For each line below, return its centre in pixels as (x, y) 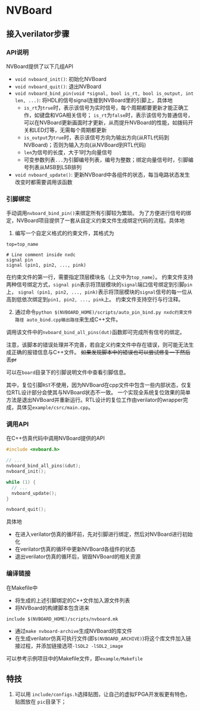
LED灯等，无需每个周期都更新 (71, 130)
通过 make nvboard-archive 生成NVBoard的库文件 (74, 631)
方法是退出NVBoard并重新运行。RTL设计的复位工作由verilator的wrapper (95, 400)
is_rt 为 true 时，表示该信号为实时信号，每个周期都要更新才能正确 (104, 107)
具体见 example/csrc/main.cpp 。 (55, 407)
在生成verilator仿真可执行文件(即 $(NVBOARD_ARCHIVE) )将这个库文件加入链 (103, 638)
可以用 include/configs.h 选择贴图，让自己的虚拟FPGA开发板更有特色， (102, 694)
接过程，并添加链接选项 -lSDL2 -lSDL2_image (69, 645)
